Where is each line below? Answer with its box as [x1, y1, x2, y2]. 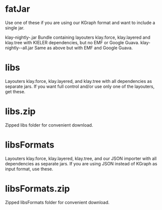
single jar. [5, 25, 24, 30]
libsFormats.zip [5, 183, 70, 194]
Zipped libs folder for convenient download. [5, 122, 93, 128]
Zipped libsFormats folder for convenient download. [5, 199, 110, 205]
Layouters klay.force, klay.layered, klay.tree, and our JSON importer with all [5, 156, 157, 161]
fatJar [5, 3, 30, 15]
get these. [5, 88, 25, 94]
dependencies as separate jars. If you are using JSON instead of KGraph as [5, 160, 158, 166]
